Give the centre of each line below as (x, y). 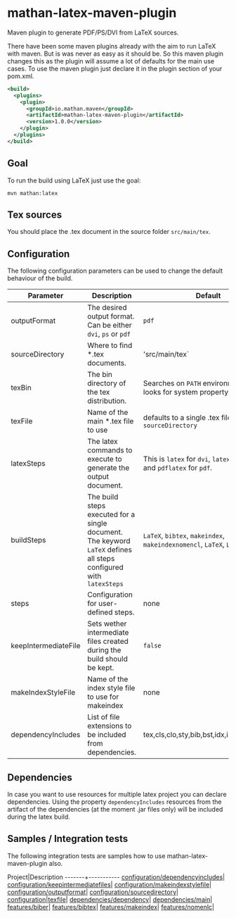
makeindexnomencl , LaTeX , (184, 545)
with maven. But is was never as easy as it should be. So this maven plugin (115, 54)
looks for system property (186, 392)
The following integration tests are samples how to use (86, 856)
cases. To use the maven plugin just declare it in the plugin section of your (115, 68)
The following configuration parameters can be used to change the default (115, 271)
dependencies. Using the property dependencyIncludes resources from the (114, 802)
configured (106, 567)
